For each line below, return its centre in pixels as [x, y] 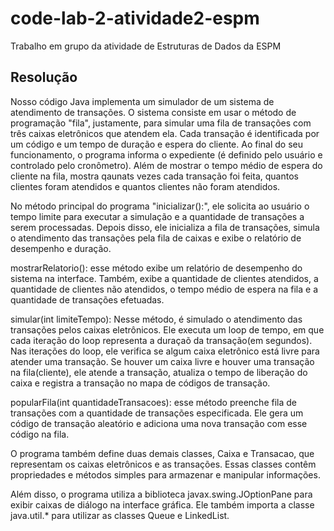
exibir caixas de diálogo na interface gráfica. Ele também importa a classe [162, 504]
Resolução [44, 77]
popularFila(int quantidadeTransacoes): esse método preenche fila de [153, 402]
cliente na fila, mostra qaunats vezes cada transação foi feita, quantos [154, 176]
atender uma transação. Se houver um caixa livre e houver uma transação [162, 361]
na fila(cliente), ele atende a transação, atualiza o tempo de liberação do [159, 372]
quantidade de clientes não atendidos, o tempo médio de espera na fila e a [164, 289]
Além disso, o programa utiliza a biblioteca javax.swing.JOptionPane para [161, 494]
